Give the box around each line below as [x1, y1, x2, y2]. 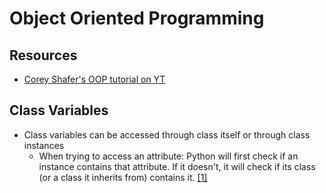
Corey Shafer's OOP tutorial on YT [23, 73, 166, 85]
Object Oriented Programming [9, 7, 265, 30]
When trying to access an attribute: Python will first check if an [38, 150, 299, 162]
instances [23, 139, 65, 151]
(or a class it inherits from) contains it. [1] [38, 171, 208, 183]
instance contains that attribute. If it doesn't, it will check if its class [38, 160, 316, 172]
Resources [9, 47, 78, 64]
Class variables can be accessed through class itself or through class [23, 128, 311, 141]
